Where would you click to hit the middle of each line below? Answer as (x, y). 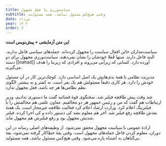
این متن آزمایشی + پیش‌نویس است (38, 42)
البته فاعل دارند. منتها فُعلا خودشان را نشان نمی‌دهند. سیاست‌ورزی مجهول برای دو (80, 57)
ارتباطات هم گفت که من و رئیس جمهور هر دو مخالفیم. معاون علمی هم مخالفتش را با (83, 102)
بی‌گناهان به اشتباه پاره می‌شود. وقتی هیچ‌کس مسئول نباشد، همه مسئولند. (73, 138)
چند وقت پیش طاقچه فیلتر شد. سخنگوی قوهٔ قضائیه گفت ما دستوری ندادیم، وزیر (79, 97)
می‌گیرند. (14, 68)
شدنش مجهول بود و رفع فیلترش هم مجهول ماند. (50, 118)
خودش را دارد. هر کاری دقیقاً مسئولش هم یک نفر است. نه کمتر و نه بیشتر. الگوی (80, 82)
